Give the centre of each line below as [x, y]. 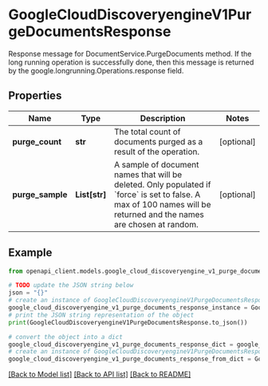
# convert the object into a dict [66, 337]
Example [30, 253]
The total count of [148, 132]
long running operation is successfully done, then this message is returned [131, 62]
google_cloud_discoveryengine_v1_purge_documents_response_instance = [128, 308]
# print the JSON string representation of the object [101, 315]
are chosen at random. [157, 224]
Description [163, 118]
